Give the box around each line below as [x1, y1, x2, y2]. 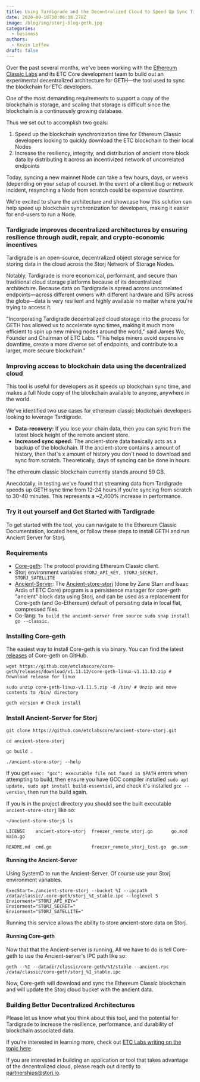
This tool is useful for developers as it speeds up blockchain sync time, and [6, 383, 191, 390]
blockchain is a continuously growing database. [6, 107, 123, 114]
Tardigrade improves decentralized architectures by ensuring [6, 225, 187, 233]
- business [11, 31, 39, 37]
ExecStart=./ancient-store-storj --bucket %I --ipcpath [6, 887, 148, 893]
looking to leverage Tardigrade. [6, 413, 83, 421]
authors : [6, 36, 28, 42]
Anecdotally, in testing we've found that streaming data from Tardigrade [6, 480, 183, 487]
